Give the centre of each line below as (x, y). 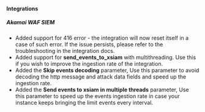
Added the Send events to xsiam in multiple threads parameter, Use (102, 89)
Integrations (22, 9)
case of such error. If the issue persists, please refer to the (89, 44)
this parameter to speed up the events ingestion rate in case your (97, 96)
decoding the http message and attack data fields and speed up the (101, 77)
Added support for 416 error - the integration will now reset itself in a (102, 38)
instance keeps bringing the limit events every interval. (84, 102)
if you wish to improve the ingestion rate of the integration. (89, 63)
